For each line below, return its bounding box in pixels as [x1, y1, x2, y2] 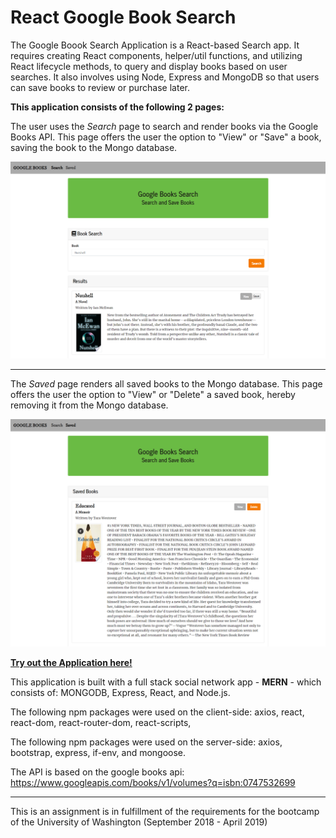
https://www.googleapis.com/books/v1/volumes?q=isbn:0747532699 [10, 776, 296, 788]
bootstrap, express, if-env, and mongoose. [10, 746, 187, 758]
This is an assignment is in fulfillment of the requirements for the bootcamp [10, 805, 320, 817]
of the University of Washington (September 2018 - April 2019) [10, 816, 268, 828]
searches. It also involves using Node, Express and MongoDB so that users [10, 71, 320, 83]
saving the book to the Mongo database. [10, 141, 178, 153]
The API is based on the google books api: [10, 766, 185, 778]
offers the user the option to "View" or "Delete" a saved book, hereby [10, 389, 296, 401]
